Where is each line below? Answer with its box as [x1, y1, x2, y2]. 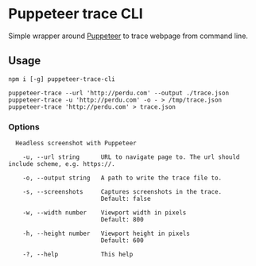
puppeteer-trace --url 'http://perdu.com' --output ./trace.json [8, 89, 229, 97]
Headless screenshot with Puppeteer [15, 140, 137, 148]
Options [8, 121, 40, 132]
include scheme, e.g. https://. [8, 160, 115, 168]
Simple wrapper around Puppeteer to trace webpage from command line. [8, 31, 249, 40]
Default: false [100, 195, 151, 203]
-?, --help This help [22, 251, 134, 259]
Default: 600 [100, 237, 145, 245]
